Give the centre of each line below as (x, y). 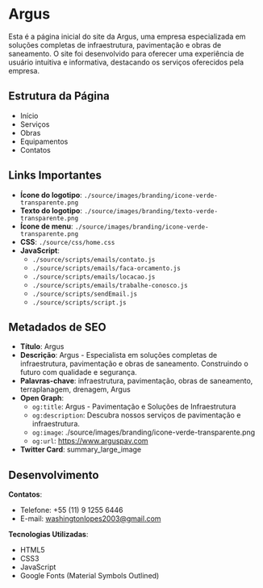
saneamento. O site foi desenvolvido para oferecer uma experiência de (126, 53)
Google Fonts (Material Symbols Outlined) (90, 576)
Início (29, 115)
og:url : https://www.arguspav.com (90, 441)
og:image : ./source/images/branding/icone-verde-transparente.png (144, 432)
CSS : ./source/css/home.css (67, 241)
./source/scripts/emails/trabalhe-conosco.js (110, 285)
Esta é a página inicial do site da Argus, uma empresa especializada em (127, 36)
